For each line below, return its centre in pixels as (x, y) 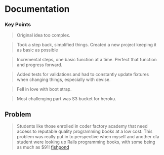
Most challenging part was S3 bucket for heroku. (66, 99)
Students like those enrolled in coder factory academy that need (82, 126)
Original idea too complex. (43, 35)
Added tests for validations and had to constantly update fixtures (83, 75)
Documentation (37, 9)
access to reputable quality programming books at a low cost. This (84, 131)
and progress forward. (40, 65)
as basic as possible (37, 50)
